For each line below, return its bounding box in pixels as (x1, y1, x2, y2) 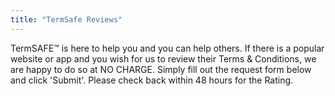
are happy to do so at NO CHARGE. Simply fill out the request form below (10, 63, 312, 75)
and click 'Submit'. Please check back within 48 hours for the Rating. (10, 74, 294, 86)
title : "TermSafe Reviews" (10, 14, 123, 25)
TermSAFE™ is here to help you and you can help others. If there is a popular (10, 42, 325, 54)
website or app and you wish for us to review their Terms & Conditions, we (10, 52, 317, 65)
